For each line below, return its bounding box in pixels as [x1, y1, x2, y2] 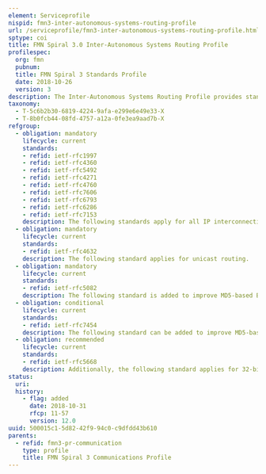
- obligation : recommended [15, 336, 104, 344]
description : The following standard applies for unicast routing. [22, 254, 249, 262]
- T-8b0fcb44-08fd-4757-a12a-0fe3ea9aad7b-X [15, 115, 165, 123]
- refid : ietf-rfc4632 [22, 247, 97, 255]
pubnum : [15, 63, 41, 71]
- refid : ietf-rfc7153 [22, 211, 97, 219]
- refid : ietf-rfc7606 [22, 188, 97, 197]
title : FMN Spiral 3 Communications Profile [22, 453, 172, 462]
